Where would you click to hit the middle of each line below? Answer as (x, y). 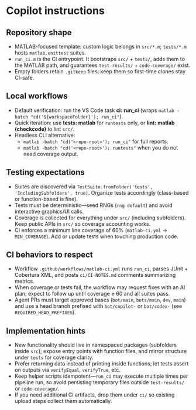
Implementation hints (46, 331)
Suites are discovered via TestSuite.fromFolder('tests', (84, 187)
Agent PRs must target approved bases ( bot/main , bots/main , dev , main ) (100, 300)
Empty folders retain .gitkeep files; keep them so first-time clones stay (100, 71)
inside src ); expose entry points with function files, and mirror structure (101, 351)
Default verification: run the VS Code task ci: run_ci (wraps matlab (94, 110)
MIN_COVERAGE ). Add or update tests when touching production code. (96, 236)
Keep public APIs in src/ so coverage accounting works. (82, 223)
